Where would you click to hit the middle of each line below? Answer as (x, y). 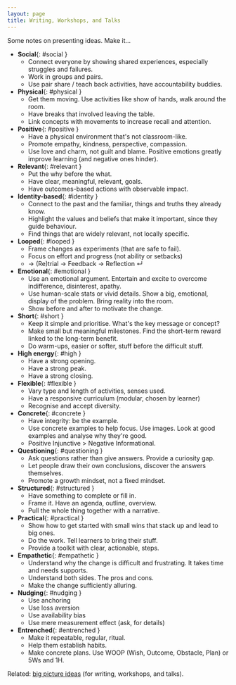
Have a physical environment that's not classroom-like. (107, 136)
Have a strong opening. (62, 360)
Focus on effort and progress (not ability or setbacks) (105, 256)
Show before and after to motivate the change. (96, 308)
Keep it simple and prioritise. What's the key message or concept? (124, 323)
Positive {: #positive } (48, 129)
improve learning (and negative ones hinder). (93, 158)
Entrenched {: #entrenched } (59, 630)
